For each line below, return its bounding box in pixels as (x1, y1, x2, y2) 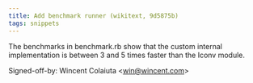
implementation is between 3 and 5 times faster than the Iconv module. (8, 50, 245, 60)
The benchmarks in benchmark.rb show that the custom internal (8, 41, 222, 51)
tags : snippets (8, 19, 60, 27)
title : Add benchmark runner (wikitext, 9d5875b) (8, 11, 179, 20)
